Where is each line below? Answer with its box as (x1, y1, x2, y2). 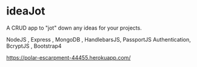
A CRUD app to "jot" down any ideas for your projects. (6, 24, 142, 31)
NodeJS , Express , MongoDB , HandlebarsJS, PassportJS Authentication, (6, 36, 191, 43)
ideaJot (6, 4, 45, 18)
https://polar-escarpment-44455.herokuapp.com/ (6, 54, 131, 61)
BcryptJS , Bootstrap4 (6, 42, 62, 49)
